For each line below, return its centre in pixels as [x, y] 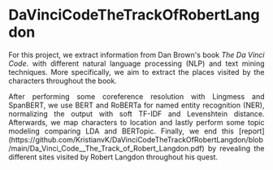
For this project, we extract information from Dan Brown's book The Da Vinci [136, 54]
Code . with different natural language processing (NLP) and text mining [136, 63]
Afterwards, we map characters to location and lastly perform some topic [136, 122]
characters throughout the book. [63, 81]
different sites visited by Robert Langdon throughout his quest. [113, 157]
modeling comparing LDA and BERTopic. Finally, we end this [121, 131]
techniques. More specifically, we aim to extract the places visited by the [136, 72]
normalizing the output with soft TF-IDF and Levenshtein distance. [136, 113]
